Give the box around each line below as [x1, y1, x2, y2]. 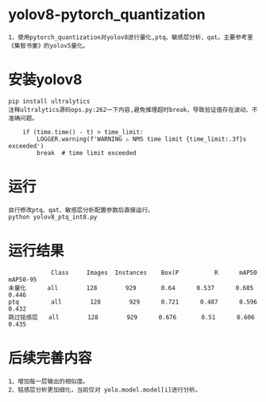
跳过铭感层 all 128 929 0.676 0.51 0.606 [8, 313, 256, 321]
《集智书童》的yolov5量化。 [8, 41, 89, 49]
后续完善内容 [8, 349, 93, 367]
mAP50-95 [8, 276, 37, 284]
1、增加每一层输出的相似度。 [8, 377, 89, 385]
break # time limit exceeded [37, 149, 137, 157]
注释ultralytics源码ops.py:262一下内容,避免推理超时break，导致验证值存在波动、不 [8, 106, 258, 114]
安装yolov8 [8, 71, 83, 89]
